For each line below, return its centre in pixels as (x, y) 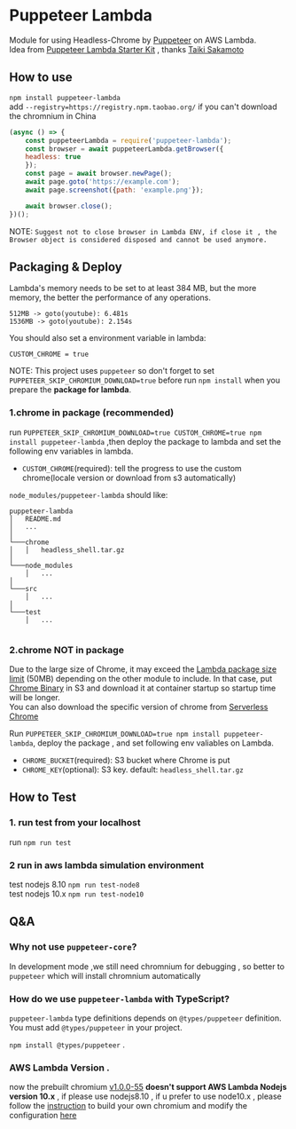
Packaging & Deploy (66, 267)
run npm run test (40, 842)
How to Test (43, 797)
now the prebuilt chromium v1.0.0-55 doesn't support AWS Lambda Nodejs (148, 1087)
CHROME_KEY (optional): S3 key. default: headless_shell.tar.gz (132, 770)
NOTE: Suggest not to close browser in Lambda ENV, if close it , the (143, 231)
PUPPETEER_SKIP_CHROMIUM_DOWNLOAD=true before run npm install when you (145, 380)
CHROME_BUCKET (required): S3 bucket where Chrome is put (126, 760)
